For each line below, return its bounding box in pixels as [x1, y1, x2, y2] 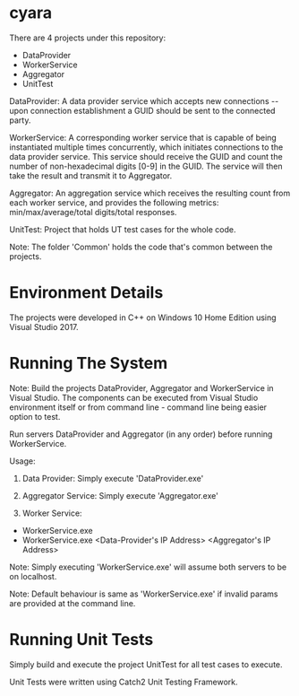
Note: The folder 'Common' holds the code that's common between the [9, 241, 273, 252]
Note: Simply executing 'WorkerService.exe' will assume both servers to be [9, 561, 287, 572]
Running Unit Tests [9, 630, 154, 649]
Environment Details [9, 283, 164, 303]
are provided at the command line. [9, 597, 136, 608]
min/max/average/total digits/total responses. [9, 206, 177, 217]
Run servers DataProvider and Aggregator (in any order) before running [9, 429, 273, 439]
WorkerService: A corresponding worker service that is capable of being [9, 132, 278, 143]
